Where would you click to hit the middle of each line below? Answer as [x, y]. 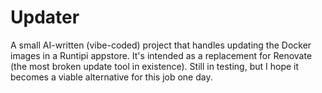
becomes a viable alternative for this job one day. [111, 77]
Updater [45, 17]
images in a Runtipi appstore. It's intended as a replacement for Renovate [161, 55]
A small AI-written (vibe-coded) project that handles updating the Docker [161, 45]
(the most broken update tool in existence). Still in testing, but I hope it [155, 66]
